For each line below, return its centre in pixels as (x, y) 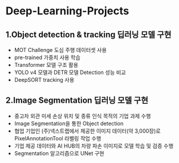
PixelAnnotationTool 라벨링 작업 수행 (58, 138)
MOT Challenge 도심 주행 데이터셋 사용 (60, 50)
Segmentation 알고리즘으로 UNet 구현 (59, 153)
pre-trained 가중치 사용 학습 (47, 57)
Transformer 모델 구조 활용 (46, 65)
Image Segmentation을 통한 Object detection (69, 123)
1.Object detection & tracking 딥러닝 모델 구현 (89, 34)
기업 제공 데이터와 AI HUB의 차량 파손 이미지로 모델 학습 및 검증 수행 (94, 146)
